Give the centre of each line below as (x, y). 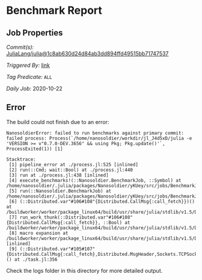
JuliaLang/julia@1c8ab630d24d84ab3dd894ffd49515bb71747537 (87, 54)
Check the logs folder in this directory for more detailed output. (84, 270)
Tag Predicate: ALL (29, 77)
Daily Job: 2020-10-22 (35, 89)
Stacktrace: (21, 159)
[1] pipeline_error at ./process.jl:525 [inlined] (73, 164)
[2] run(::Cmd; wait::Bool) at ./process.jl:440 (71, 170)
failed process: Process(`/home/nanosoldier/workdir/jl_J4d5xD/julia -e (99, 138)
